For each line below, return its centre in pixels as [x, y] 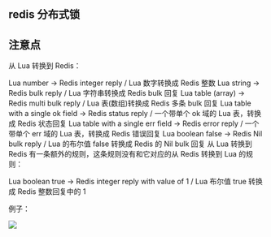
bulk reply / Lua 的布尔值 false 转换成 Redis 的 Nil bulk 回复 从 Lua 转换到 [130, 144]
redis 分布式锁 [44, 15]
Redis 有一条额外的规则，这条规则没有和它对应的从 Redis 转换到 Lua [123, 154]
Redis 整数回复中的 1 [52, 192]
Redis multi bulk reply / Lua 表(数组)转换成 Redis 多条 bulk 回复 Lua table [130, 103]
